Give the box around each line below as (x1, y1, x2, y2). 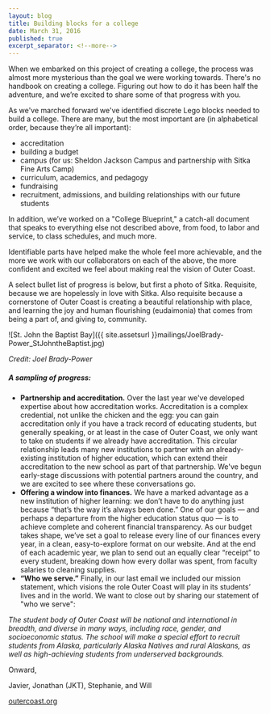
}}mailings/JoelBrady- (151, 330, 224, 340)
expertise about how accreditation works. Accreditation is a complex (19, 402, 248, 412)
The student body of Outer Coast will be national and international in (8, 615, 238, 625)
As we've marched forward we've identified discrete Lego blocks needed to (8, 106, 260, 116)
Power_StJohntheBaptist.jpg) (8, 339, 105, 349)
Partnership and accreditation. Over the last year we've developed (19, 393, 245, 403)
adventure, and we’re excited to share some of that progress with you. (8, 90, 242, 99)
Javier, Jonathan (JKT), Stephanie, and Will (8, 681, 152, 691)
